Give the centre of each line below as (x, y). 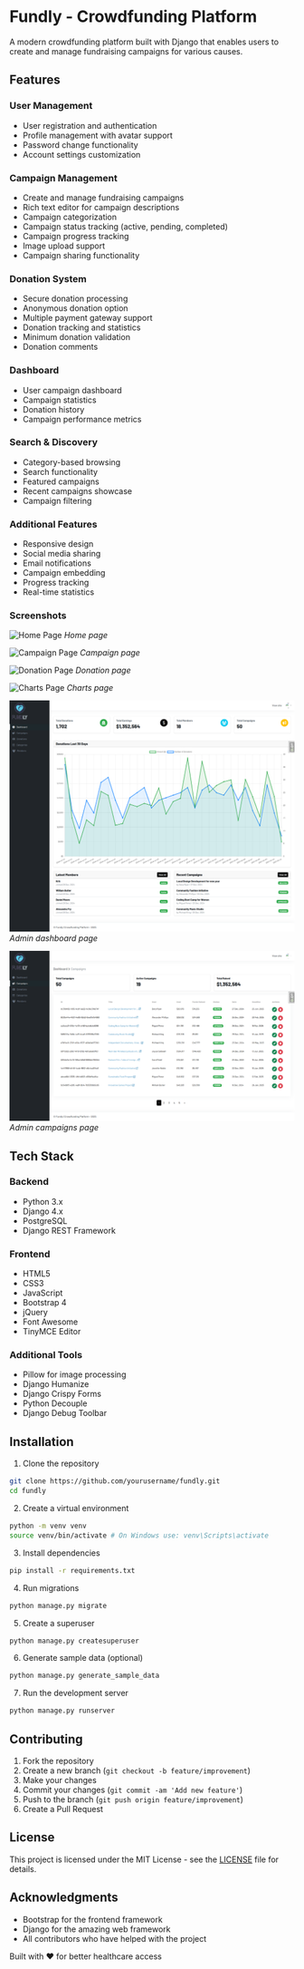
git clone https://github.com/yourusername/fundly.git (115, 1481)
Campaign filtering (57, 500)
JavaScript (43, 1293)
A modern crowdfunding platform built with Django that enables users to (144, 42)
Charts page (90, 688)
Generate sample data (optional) (82, 1658)
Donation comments (60, 347)
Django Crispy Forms (62, 1394)
